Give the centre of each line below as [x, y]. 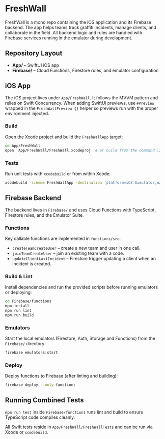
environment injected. [27, 113]
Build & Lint [19, 276]
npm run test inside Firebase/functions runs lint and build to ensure [74, 412]
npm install [17, 306]
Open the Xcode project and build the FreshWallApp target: [64, 137]
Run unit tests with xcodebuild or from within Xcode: [58, 174]
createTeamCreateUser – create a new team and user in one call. [76, 248]
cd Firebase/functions [28, 301]
